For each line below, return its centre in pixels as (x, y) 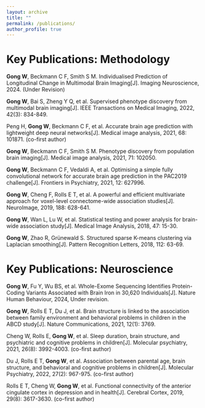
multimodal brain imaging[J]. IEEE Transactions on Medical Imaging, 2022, (101, 108)
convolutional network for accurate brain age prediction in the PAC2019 (97, 176)
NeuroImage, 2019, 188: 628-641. (48, 208)
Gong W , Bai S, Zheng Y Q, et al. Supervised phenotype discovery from (97, 101)
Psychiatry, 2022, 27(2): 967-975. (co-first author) (70, 374)
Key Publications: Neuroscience (90, 269)
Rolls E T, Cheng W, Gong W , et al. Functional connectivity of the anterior (99, 386)
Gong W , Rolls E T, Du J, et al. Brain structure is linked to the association (98, 311)
